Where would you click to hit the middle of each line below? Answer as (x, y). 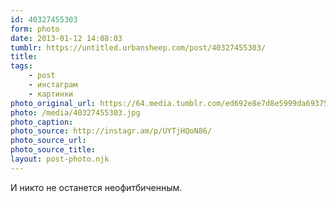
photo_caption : (42, 122)
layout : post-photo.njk (60, 159)
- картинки (51, 94)
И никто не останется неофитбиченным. (96, 187)
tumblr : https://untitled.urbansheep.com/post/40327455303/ (138, 47)
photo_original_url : (53, 103)
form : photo (35, 29)
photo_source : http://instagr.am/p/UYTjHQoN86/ (111, 131)
